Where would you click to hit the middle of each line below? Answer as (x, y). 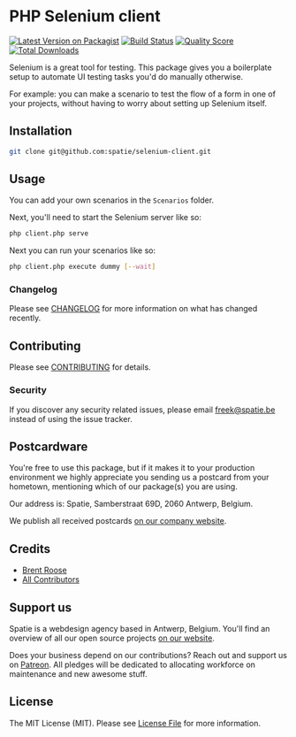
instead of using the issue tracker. (71, 418)
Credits (30, 549)
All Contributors (50, 580)
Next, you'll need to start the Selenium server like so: (105, 218)
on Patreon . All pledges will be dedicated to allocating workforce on (133, 664)
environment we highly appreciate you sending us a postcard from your (139, 477)
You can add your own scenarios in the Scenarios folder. (112, 200)
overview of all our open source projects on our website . (112, 638)
